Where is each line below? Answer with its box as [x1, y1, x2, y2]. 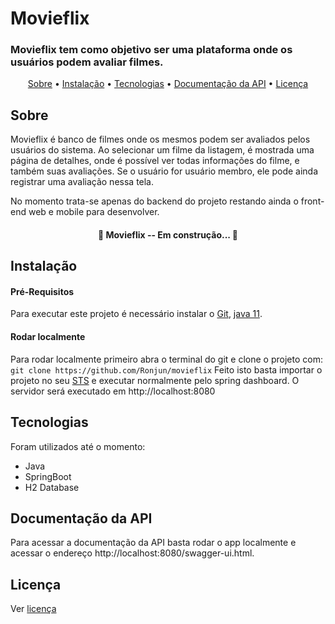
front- [300, 195, 325, 207]
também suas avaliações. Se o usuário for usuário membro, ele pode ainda [10, 165, 319, 177]
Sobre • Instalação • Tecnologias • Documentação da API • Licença [27, 78, 309, 90]
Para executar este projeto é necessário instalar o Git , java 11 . [10, 308, 263, 320]
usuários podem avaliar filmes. [10, 55, 164, 69]
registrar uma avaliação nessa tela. [10, 176, 155, 188]
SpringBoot [24, 470, 72, 482]
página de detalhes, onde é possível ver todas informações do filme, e [10, 155, 300, 167]
